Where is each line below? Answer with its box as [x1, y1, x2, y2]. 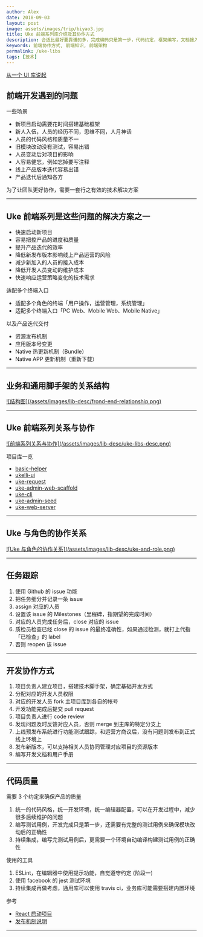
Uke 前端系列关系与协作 [6, 423, 95, 433]
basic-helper [14, 465, 47, 472]
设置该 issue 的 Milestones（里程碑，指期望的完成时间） [14, 610, 155, 617]
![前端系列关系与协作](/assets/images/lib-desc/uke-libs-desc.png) [6, 439, 171, 447]
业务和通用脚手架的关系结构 [6, 380, 110, 391]
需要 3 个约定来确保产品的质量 [6, 793, 82, 800]
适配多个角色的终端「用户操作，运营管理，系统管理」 [14, 300, 148, 307]
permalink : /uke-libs [6, 48, 61, 54]
